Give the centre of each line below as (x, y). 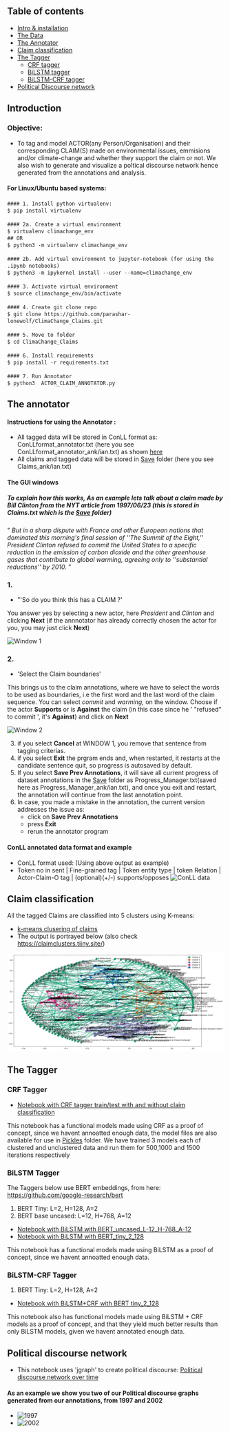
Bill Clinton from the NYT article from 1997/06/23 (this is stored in (103, 505)
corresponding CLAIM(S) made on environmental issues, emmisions (114, 150)
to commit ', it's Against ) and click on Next (68, 716)
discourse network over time (57, 1377)
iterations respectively (39, 1155)
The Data (30, 35)
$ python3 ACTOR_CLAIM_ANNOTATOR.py (61, 383)
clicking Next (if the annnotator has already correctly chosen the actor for (112, 621)
